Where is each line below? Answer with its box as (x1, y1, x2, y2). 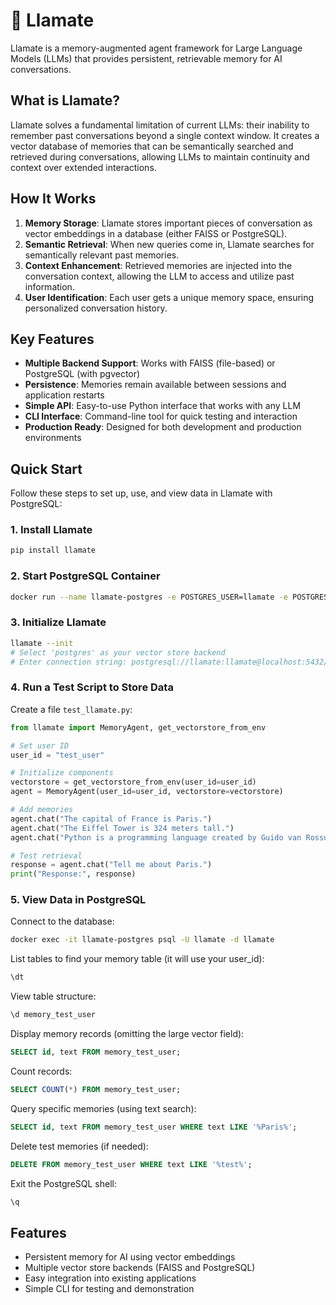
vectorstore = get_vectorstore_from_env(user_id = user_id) (10, 777, 257, 788)
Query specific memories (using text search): (10, 1102, 197, 1114)
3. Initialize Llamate (10, 615, 107, 629)
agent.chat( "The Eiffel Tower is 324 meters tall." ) (10, 823, 235, 833)
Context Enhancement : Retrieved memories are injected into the (24, 259, 293, 271)
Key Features (10, 330, 95, 348)
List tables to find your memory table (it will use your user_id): (10, 953, 265, 965)
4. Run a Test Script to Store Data (10, 680, 174, 694)
